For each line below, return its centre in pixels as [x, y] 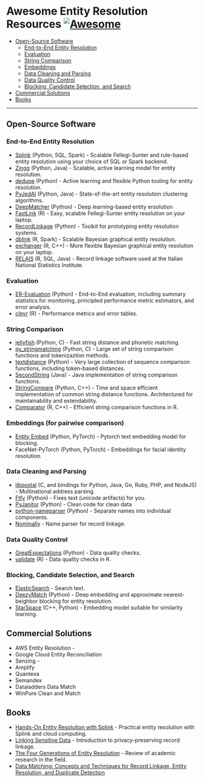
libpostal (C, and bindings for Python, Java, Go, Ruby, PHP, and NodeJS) [106, 485]
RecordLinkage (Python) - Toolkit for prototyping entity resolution [97, 226]
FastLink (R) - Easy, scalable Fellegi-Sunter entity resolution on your [100, 213]
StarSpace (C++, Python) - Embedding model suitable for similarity [99, 608]
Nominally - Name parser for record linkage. [70, 524]
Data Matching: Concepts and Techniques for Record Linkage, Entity [101, 766]
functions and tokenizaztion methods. [62, 355]
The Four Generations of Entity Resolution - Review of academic [95, 753]
